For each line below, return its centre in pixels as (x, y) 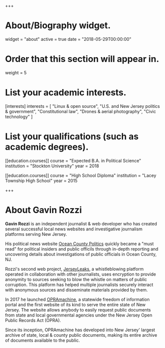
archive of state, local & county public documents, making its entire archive (81, 335)
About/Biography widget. (58, 26)
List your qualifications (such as (72, 136)
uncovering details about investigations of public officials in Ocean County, (81, 254)
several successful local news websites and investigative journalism (74, 229)
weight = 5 (16, 72)
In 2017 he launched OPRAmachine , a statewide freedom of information (77, 299)
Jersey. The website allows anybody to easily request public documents (78, 310)
